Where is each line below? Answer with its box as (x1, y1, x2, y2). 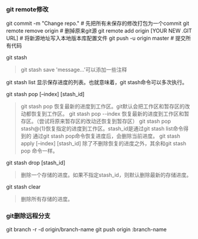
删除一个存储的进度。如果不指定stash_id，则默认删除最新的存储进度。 (20, 171, 192, 179)
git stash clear (6, 183, 41, 190)
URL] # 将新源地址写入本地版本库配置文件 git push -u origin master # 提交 (6, 34, 186, 42)
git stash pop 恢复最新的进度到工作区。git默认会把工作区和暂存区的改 (20, 103, 190, 110)
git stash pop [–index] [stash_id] (6, 91, 85, 98)
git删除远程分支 (6, 212, 50, 220)
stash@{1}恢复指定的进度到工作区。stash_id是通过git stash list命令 (20, 125, 184, 132)
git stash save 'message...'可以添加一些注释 (20, 66, 127, 74)
